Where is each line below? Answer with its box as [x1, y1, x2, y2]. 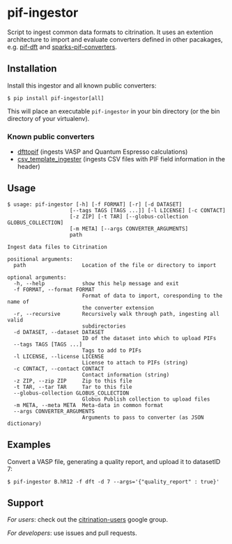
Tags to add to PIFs [82, 346, 141, 354]
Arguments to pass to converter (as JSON [82, 414, 204, 421]
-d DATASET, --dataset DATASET [13, 328, 105, 335]
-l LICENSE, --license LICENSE [13, 353, 105, 360]
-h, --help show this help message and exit [13, 280, 179, 287]
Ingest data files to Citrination [7, 243, 108, 250]
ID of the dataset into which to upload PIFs [82, 335, 217, 342]
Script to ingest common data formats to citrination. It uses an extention [7, 28, 214, 36]
